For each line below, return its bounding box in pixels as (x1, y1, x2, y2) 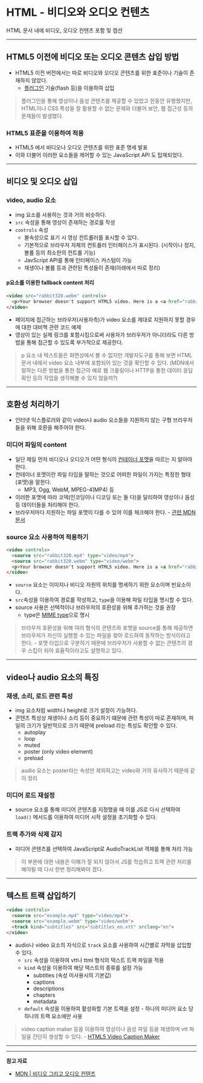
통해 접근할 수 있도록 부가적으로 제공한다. (26, 339, 124, 346)
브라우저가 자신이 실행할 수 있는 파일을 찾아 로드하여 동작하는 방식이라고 (21, 632, 191, 639)
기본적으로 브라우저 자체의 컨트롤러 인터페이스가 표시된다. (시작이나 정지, (24, 241, 196, 248)
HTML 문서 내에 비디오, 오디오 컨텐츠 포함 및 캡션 (6, 27, 123, 34)
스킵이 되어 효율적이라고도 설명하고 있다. (27, 647, 123, 654)
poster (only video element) (24, 748, 94, 755)
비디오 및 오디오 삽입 (6, 176, 78, 187)
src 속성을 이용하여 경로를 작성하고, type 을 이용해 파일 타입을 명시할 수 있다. (14, 596, 193, 603)
